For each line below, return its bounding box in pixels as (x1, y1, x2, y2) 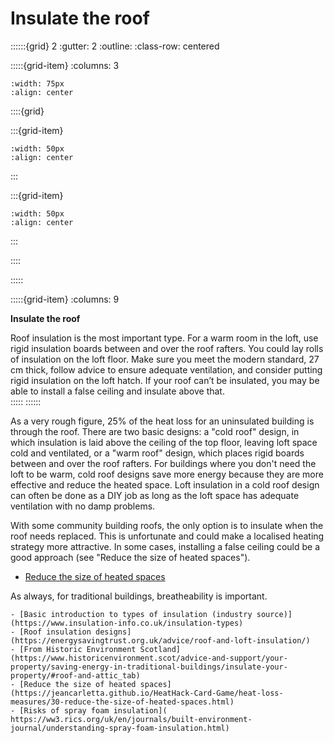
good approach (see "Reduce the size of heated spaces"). (10, 551, 251, 563)
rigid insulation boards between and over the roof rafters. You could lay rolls (10, 342, 324, 354)
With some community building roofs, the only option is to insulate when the (10, 519, 324, 531)
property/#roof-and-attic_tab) (10, 670, 141, 681)
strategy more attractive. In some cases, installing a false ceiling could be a (10, 540, 321, 552)
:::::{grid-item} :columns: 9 (10, 293, 120, 305)
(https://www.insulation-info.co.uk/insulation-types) (10, 618, 244, 628)
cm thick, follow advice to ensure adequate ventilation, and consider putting (10, 363, 323, 376)
